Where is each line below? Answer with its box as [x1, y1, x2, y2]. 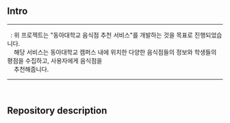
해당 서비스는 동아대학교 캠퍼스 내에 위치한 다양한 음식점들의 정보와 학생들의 [13, 48, 217, 56]
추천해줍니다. [13, 65, 49, 73]
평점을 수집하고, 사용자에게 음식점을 [7, 56, 103, 64]
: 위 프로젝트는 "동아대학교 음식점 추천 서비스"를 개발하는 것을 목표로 [10, 31, 193, 39]
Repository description [7, 105, 107, 117]
